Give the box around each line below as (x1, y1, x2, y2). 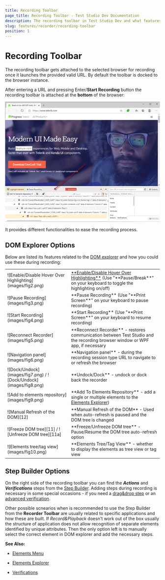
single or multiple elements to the (71, 394, 138, 400)
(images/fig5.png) (7, 337, 44, 343)
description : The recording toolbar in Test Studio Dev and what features (5, 18, 162, 23)
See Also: (5, 541, 26, 547)
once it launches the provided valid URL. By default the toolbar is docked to (5, 72, 158, 78)
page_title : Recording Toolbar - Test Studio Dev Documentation (5, 13, 139, 18)
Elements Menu (12, 550, 44, 556)
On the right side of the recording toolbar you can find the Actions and (5, 480, 148, 486)
